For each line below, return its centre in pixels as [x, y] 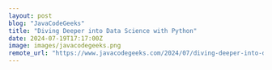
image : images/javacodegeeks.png [65, 46]
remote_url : [28, 53]
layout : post [30, 16]
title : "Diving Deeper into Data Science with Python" [103, 31]
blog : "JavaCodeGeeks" [47, 23]
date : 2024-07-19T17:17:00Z [56, 38]
